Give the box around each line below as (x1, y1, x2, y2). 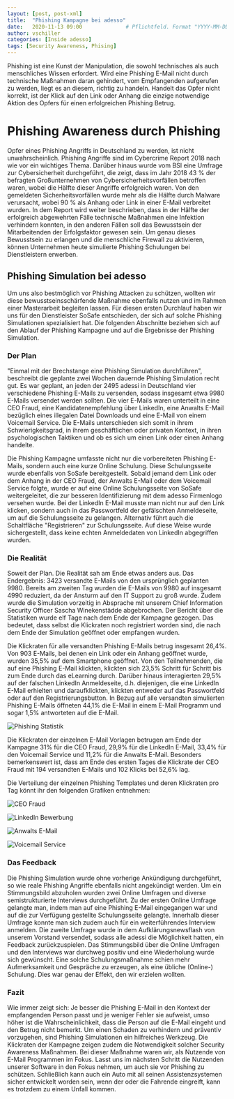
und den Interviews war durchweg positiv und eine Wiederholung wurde (7, 948, 214, 956)
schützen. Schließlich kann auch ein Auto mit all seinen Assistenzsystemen (7, 1070, 223, 1078)
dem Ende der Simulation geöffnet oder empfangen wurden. (7, 629, 180, 637)
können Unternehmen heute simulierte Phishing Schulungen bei (7, 242, 190, 251)
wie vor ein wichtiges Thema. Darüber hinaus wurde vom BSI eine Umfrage (7, 161, 223, 170)
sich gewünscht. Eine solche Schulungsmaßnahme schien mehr (7, 955, 190, 964)
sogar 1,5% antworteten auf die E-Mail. (7, 709, 119, 717)
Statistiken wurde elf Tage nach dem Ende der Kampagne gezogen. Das (7, 613, 214, 622)
